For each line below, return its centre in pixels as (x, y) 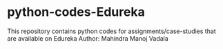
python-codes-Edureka (76, 12)
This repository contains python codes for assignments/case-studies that (111, 31)
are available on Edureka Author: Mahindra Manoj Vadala (88, 38)
